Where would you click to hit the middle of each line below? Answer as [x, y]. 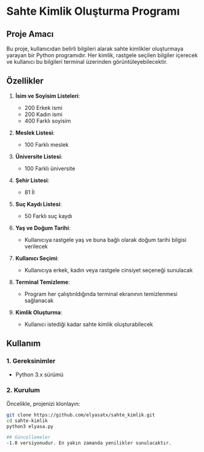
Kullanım [24, 344]
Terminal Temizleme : [43, 282]
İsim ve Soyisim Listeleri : [48, 96]
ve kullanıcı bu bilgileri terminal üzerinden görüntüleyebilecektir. [87, 62]
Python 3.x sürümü [39, 374]
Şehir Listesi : [32, 180]
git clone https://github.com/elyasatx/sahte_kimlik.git [81, 415]
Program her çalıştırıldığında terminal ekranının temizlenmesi [101, 294]
